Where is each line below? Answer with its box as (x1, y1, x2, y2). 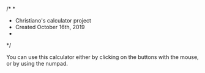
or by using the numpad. (6, 60, 69, 67)
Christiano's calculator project (15, 17, 92, 24)
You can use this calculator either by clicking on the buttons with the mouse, (6, 54, 199, 60)
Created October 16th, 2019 (15, 24, 85, 30)
